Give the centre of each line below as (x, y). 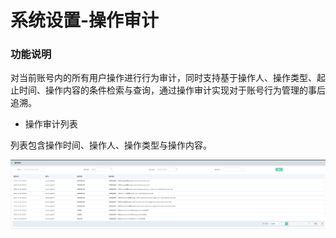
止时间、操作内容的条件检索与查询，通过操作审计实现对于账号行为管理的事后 (168, 90)
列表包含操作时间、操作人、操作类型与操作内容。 (111, 145)
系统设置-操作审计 (85, 20)
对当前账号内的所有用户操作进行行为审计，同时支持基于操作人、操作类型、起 (168, 78)
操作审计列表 (51, 124)
